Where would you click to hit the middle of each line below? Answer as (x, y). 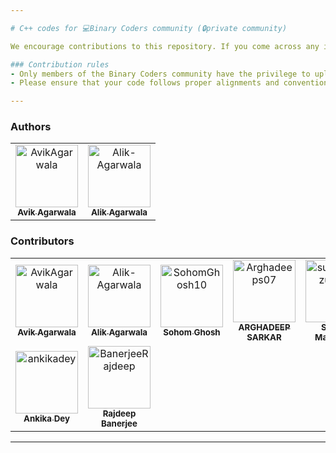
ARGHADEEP (264, 327)
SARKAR (264, 337)
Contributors (42, 241)
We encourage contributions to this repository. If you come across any (165, 46)
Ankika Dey (46, 418)
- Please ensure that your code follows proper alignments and (145, 83)
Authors (31, 127)
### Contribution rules (60, 64)
